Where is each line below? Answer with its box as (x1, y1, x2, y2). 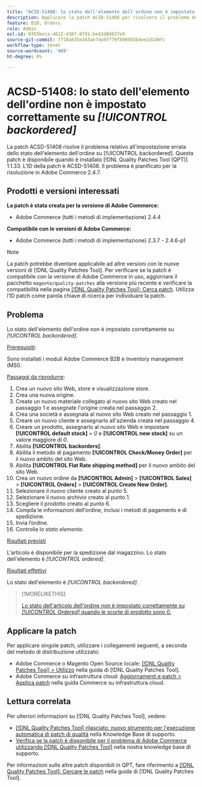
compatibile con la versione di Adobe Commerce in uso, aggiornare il (7, 273, 177, 280)
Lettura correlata (7, 696, 71, 707)
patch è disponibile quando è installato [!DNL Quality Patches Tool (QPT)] (7, 156, 188, 163)
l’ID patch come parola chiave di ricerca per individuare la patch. (7, 292, 167, 300)
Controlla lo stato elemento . (15, 526, 85, 533)
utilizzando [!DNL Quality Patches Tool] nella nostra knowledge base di (15, 743, 191, 750)
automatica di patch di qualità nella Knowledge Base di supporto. (15, 730, 176, 738)
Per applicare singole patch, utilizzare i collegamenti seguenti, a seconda (7, 642, 188, 649)
